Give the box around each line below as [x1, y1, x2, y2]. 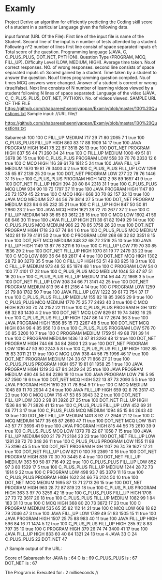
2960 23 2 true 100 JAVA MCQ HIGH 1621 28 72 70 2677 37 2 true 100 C [5, 206, 150, 212]
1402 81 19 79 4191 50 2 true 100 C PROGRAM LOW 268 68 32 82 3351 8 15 [5, 232, 156, 238]
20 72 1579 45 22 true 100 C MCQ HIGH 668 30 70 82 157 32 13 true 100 [5, 191, 150, 197]
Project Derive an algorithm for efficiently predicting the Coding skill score [5, 19, 153, 25]
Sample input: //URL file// [27, 110, 77, 116]
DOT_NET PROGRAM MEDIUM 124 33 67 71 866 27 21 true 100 [5, 356, 130, 361]
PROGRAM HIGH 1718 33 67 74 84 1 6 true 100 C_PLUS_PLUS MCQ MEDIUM [5, 227, 158, 233]
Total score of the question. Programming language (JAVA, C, [5, 49, 128, 55]
